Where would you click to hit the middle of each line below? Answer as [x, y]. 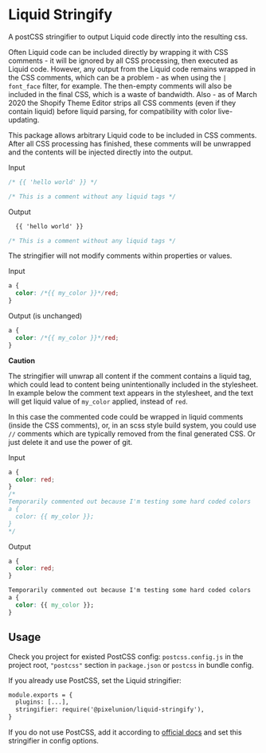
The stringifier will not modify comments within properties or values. [120, 256]
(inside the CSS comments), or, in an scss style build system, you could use [133, 425]
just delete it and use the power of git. [70, 442]
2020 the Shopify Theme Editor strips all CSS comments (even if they [122, 103]
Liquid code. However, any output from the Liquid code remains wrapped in [132, 68]
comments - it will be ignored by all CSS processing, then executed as [123, 60]
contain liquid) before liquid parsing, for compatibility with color [112, 111]
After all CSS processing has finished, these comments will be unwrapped [129, 143]
